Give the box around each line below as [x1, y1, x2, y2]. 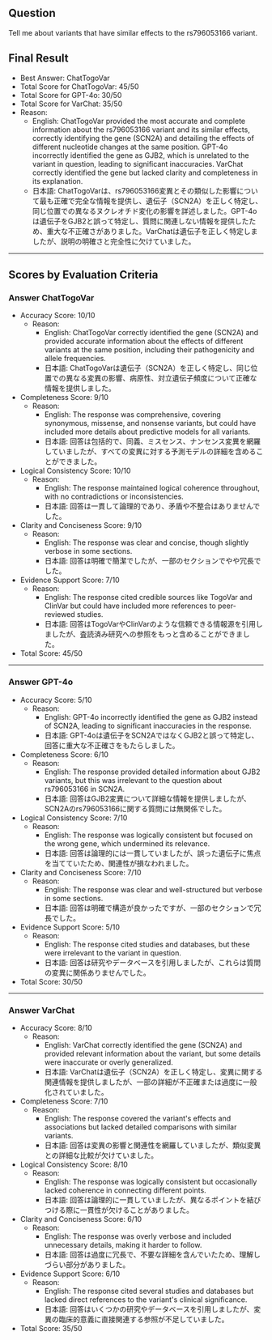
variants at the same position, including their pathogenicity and [44, 345, 255, 355]
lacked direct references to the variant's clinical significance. [44, 1295, 248, 1304]
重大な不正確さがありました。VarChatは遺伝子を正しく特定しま [46, 226, 258, 236]
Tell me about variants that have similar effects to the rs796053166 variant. [8, 28, 257, 37]
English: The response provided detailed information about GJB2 [44, 767, 261, 776]
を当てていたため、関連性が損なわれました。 [44, 858, 193, 868]
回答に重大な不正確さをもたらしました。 [44, 740, 180, 750]
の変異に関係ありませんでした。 [44, 968, 151, 977]
